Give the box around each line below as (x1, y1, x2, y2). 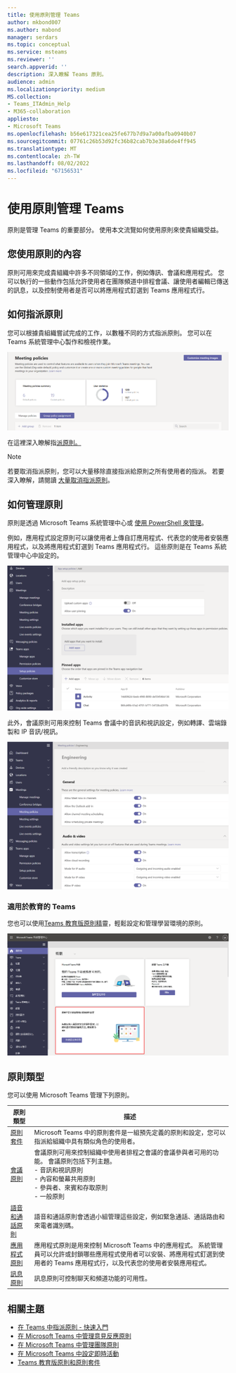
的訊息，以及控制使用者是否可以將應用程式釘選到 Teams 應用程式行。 (7, 285, 209, 294)
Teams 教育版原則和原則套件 (17, 1358, 100, 1367)
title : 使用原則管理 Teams (7, 11, 80, 18)
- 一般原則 (34, 1192, 65, 1201)
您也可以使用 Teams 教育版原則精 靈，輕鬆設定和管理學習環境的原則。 (7, 919, 207, 928)
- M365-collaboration (7, 108, 71, 116)
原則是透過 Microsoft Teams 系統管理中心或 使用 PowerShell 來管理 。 (7, 519, 208, 527)
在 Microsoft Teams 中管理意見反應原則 (17, 1332, 131, 1341)
